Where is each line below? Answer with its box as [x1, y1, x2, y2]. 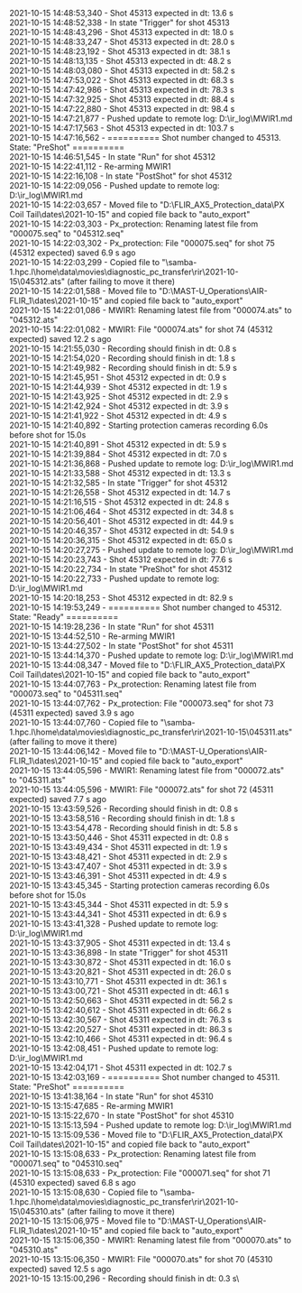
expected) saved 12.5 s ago [9, 1263, 112, 1274]
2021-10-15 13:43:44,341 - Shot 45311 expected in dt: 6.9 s [9, 909, 227, 919]
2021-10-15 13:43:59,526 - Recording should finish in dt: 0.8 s [9, 803, 239, 814]
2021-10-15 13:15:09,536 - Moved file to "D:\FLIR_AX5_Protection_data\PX [9, 1130, 284, 1140]
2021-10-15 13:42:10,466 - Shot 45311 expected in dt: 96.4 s [9, 1033, 233, 1044]
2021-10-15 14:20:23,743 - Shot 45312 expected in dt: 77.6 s [9, 554, 233, 565]
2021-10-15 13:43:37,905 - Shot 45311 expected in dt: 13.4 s [9, 937, 232, 948]
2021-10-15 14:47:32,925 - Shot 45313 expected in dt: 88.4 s [9, 94, 235, 105]
